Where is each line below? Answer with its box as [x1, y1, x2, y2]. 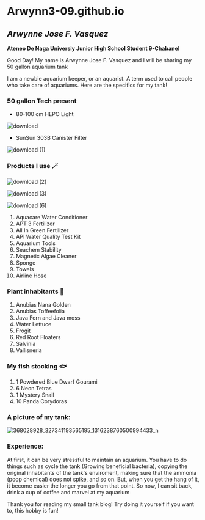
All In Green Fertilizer [15, 226, 69, 233]
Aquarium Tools [15, 240, 56, 247]
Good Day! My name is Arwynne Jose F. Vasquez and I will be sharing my [7, 57, 192, 64]
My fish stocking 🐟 [7, 362, 67, 370]
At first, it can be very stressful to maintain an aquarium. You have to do [7, 456, 187, 463]
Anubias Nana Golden [15, 301, 71, 308]
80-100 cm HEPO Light [15, 111, 74, 118]
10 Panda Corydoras [15, 398, 67, 405]
